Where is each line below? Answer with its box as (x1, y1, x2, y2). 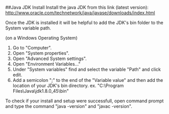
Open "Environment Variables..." (12, 61, 81, 67)
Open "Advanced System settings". (12, 55, 87, 62)
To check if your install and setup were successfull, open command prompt (5, 98, 164, 104)
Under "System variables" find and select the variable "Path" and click (12, 66, 161, 72)
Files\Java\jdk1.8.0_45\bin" (12, 88, 69, 94)
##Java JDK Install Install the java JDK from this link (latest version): (5, 5, 149, 10)
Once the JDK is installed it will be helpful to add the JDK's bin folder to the (5, 20, 163, 25)
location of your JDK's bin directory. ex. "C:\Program (12, 82, 124, 89)
